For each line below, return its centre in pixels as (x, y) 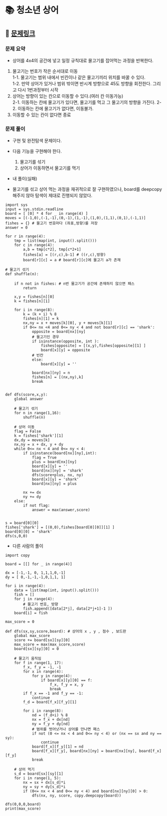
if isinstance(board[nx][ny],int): (60, 453)
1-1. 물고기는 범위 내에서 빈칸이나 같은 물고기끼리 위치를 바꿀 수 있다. (79, 77)
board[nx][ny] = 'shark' (58, 471)
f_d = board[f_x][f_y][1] (50, 702)
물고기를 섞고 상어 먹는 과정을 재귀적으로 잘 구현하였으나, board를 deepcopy (87, 189)
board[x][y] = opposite (66, 350)
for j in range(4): (34, 599)
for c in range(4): (34, 245)
